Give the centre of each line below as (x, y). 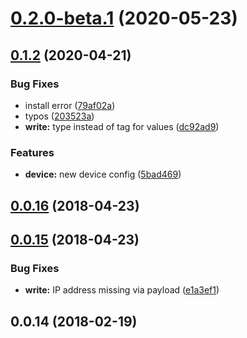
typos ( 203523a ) (59, 116)
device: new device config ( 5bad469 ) (103, 174)
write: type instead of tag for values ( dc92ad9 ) (122, 126)
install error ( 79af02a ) (70, 105)
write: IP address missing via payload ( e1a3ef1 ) (122, 290)
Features (32, 152)
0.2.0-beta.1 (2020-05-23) (124, 18)
